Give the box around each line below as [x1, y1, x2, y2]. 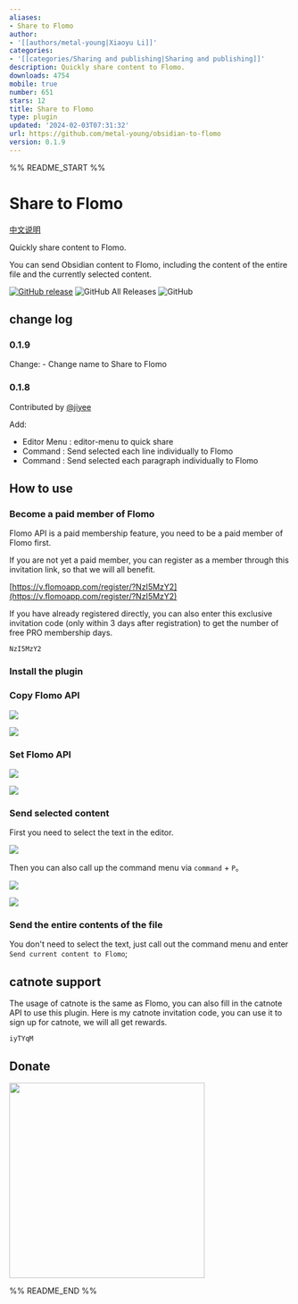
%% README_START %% [9, 162, 105, 172]
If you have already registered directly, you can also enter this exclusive [9, 608, 273, 619]
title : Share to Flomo [9, 104, 94, 113]
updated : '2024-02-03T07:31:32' [9, 121, 129, 130]
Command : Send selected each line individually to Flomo [21, 446, 234, 456]
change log [9, 312, 73, 327]
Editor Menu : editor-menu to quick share [21, 436, 174, 447]
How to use [9, 481, 73, 497]
